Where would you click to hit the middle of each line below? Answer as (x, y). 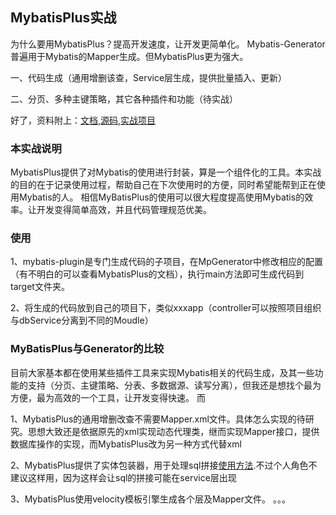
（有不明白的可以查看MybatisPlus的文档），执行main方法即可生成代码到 (157, 274)
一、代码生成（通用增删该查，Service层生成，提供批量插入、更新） (149, 77)
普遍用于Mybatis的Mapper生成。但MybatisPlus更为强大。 (129, 56)
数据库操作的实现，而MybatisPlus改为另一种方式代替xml (126, 444)
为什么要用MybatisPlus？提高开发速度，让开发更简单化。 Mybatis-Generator (168, 44)
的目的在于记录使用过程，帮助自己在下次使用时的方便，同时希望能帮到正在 (163, 185)
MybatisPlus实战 (63, 18)
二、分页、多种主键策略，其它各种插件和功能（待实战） (124, 99)
